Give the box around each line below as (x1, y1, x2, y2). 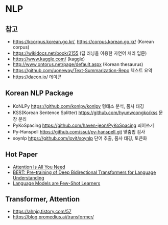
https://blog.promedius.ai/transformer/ (12, 214, 94, 220)
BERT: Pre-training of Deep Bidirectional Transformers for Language (12, 169, 156, 175)
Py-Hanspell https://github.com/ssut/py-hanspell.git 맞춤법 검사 (12, 128, 146, 134)
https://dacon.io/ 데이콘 (12, 74, 62, 80)
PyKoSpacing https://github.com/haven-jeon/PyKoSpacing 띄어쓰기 (12, 122, 154, 128)
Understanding (12, 174, 44, 181)
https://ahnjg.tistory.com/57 (12, 208, 71, 215)
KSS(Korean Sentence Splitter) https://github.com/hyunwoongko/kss (12, 109, 158, 116)
